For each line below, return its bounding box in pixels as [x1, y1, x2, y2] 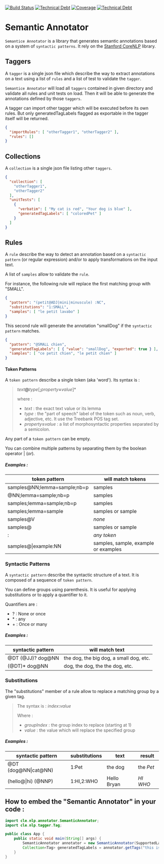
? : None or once [12, 610, 46, 616]
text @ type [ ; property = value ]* [17, 386, 77, 392]
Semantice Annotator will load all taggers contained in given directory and [5, 85, 153, 91]
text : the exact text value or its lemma [24, 406, 101, 411]
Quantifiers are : [5, 601, 38, 607]
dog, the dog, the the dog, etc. [63, 662, 133, 669]
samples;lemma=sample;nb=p [7, 500, 77, 507]
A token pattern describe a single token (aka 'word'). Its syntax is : [5, 377, 140, 383]
